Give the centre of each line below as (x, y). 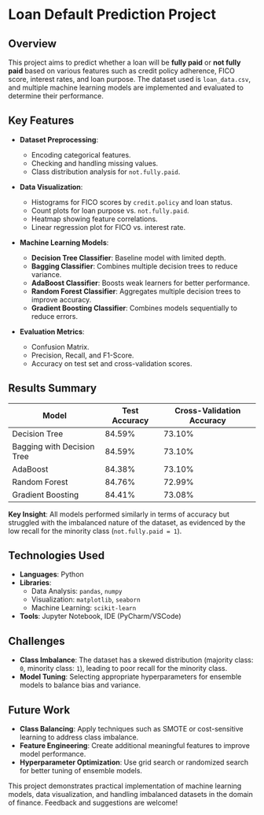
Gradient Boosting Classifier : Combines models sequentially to (134, 308)
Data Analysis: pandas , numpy (77, 591)
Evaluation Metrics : (52, 332)
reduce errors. (55, 316)
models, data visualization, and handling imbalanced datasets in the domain (130, 795)
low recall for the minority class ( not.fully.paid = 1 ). (95, 531)
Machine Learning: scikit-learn (84, 608)
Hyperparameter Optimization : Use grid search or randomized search (134, 762)
